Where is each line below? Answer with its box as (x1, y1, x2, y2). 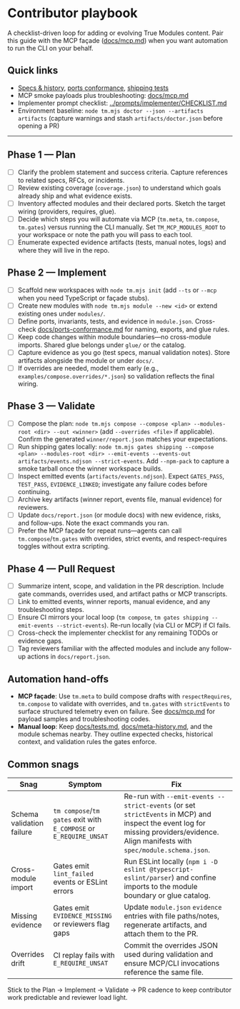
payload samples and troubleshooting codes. (17, 715, 151, 723)
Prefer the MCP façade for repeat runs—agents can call (17, 526, 182, 535)
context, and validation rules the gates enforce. (17, 738, 157, 746)
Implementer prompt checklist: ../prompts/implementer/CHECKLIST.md (17, 99, 227, 107)
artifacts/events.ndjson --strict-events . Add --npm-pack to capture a (17, 457, 230, 465)
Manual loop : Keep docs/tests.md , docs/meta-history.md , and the (17, 723, 213, 731)
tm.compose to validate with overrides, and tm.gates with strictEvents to (17, 700, 230, 708)
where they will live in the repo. (17, 246, 110, 254)
